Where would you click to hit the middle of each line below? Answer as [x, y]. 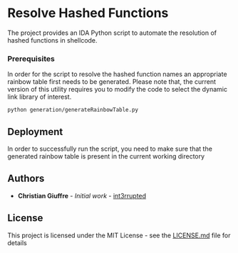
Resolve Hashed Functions [88, 13]
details [17, 242]
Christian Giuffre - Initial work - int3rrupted [82, 195]
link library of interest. [40, 97]
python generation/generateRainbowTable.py [73, 110]
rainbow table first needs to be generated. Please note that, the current [112, 82]
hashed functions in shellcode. [52, 40]
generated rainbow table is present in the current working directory [106, 156]
